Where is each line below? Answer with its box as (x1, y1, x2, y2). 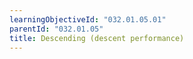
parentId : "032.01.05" (9, 24, 104, 34)
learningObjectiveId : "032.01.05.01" (9, 14, 167, 25)
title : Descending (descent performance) (9, 33, 185, 43)
